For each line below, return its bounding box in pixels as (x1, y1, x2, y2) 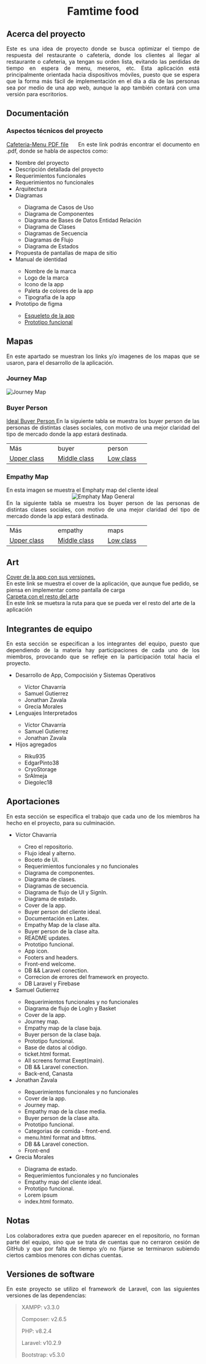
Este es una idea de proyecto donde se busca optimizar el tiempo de (6, 45, 200, 52)
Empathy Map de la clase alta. (24, 921, 101, 928)
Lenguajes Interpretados (15, 709, 78, 717)
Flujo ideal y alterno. (24, 849, 76, 856)
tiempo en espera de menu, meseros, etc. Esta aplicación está (6, 64, 200, 72)
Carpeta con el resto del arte (6, 593, 79, 600)
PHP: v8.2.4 (21, 1327, 52, 1335)
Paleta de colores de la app (24, 287, 94, 294)
